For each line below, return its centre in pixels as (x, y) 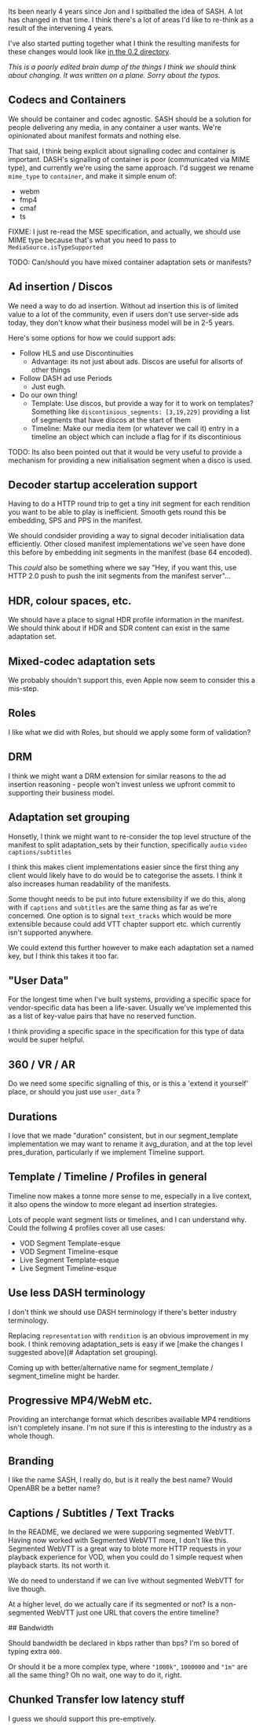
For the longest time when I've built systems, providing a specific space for (130, 999)
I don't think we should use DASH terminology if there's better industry (122, 1312)
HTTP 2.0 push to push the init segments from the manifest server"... (120, 576)
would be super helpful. (46, 1040)
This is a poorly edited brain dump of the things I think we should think (122, 67)
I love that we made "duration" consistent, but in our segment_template (123, 1135)
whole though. (31, 1436)
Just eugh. (49, 386)
